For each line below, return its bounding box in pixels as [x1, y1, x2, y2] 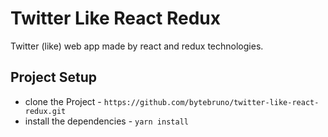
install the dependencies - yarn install [24, 115, 189, 127]
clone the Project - [24, 95, 102, 107]
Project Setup [10, 69, 98, 86]
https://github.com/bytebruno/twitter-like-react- [103, 97, 320, 107]
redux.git [24, 106, 67, 116]
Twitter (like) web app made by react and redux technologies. [10, 40, 264, 52]
